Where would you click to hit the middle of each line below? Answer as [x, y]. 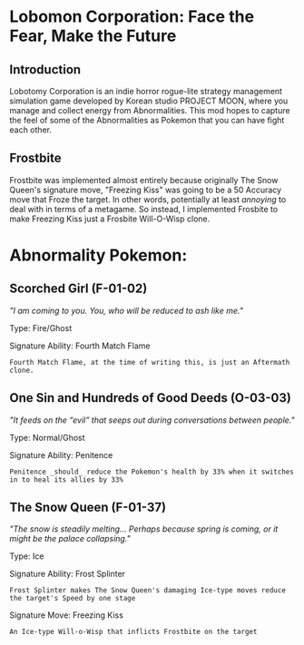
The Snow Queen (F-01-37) [88, 508]
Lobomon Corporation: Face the [132, 17]
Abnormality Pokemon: [98, 255]
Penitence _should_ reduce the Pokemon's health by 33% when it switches [152, 472]
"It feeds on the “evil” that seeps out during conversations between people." [152, 420]
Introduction [45, 69]
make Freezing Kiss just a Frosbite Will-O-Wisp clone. [110, 219]
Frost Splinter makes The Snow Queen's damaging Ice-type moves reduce [147, 591]
